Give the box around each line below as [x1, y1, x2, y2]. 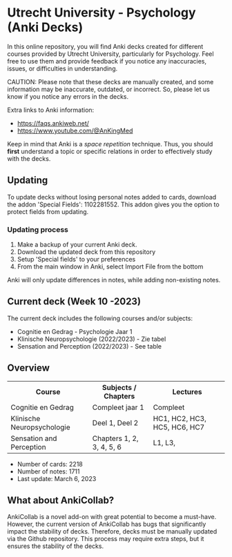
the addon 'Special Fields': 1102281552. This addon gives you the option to [7, 200, 220, 208]
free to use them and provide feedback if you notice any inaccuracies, [7, 57, 207, 65]
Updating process [7, 224, 69, 234]
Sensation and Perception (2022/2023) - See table [17, 342, 162, 350]
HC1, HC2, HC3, [153, 413, 207, 423]
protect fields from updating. [7, 207, 89, 215]
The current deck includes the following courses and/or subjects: [7, 314, 193, 322]
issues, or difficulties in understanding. [7, 64, 118, 72]
